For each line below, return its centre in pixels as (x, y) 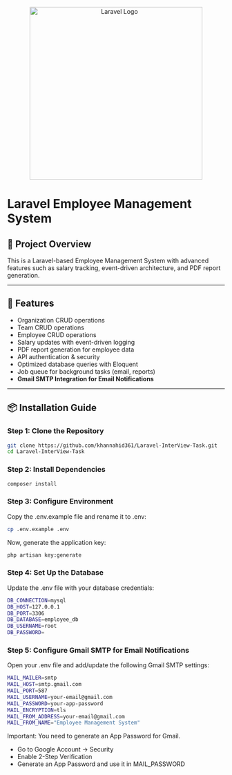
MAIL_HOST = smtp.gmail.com (44, 685)
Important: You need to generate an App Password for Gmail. (94, 736)
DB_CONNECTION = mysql (37, 600)
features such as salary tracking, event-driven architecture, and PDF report (114, 268)
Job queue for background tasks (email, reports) (86, 371)
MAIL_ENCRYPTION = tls (37, 710)
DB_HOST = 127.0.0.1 (33, 607)
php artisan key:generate (44, 555)
